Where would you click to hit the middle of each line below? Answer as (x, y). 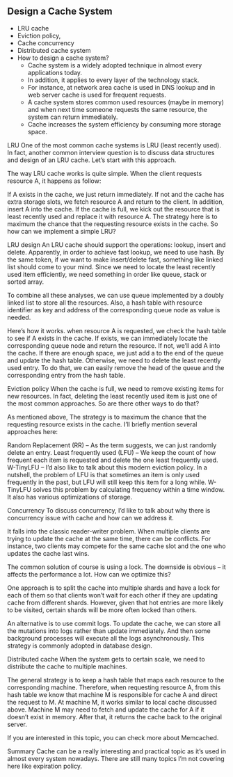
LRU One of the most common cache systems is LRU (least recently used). (114, 145)
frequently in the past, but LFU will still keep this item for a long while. (107, 482)
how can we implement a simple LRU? (62, 231)
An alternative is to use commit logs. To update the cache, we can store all (114, 623)
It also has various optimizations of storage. (70, 497)
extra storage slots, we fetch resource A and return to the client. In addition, (116, 202)
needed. (19, 317)
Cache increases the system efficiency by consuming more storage (124, 124)
